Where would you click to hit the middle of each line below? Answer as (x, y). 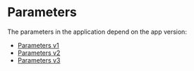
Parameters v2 (39, 53)
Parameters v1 (38, 45)
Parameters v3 (39, 60)
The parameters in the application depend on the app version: (97, 32)
